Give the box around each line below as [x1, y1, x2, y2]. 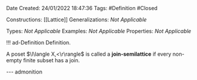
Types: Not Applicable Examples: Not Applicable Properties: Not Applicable [6, 28, 192, 34]
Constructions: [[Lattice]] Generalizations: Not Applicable [6, 16, 147, 23]
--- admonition [6, 68, 43, 75]
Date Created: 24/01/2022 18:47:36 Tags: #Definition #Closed [6, 5, 158, 11]
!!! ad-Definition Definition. [6, 39, 71, 46]
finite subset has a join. [23, 57, 80, 63]
